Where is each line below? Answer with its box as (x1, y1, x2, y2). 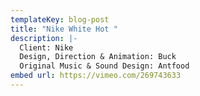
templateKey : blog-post (10, 14, 110, 25)
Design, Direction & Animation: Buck (19, 52, 177, 62)
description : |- (10, 33, 78, 43)
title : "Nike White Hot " (10, 24, 118, 34)
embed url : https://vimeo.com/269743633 (10, 71, 182, 81)
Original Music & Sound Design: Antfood (19, 61, 190, 71)
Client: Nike (19, 42, 74, 53)
